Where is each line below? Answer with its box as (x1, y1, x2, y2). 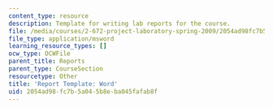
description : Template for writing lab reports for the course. (8, 19, 231, 28)
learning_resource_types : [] (8, 42, 107, 50)
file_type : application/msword (8, 34, 115, 43)
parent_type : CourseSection (8, 65, 104, 73)
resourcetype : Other (8, 72, 79, 80)
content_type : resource (8, 11, 89, 20)
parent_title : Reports (8, 58, 85, 66)
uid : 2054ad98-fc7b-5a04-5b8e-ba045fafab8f (8, 87, 158, 96)
